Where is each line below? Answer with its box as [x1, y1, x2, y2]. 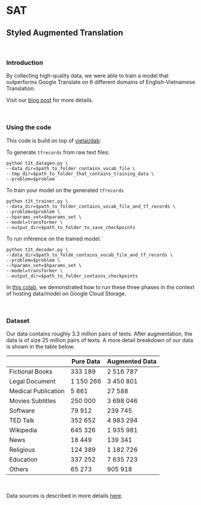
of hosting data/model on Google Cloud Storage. [6, 290, 127, 297]
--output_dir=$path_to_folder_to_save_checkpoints [6, 224, 136, 230]
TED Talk [9, 416, 35, 424]
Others [9, 465, 29, 473]
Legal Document [9, 377, 56, 385]
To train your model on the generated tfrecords [6, 186, 124, 194]
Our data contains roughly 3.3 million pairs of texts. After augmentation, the [6, 330, 193, 337]
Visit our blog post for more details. [6, 97, 94, 104]
